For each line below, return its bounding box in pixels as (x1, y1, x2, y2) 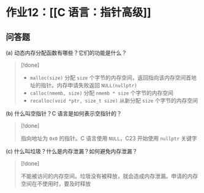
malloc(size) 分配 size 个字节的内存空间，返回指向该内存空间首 (29, 74, 191, 81)
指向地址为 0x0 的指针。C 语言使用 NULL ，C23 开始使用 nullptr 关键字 (20, 135, 197, 142)
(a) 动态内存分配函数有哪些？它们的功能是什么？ (6, 49, 127, 56)
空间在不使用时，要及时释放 (20, 180, 91, 187)
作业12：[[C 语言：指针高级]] (6, 5, 151, 20)
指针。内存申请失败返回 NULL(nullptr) (40, 82, 137, 89)
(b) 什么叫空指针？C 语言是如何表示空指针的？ (6, 110, 122, 117)
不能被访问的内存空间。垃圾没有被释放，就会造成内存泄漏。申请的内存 (20, 172, 198, 180)
